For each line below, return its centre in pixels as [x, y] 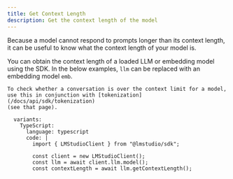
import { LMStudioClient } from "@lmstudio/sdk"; [106, 144]
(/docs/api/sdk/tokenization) [51, 101]
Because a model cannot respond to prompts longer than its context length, [116, 40]
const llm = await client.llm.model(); [91, 162]
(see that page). [33, 107]
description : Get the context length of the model [83, 20]
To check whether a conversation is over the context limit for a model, [117, 89]
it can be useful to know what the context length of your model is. [102, 48]
